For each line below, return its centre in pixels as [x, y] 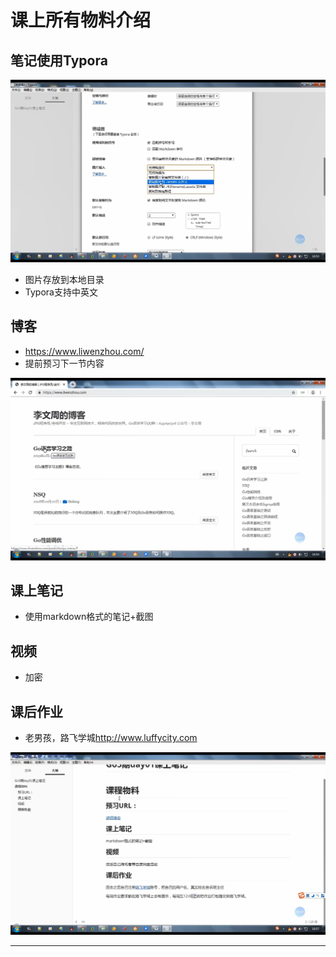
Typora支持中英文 [61, 292]
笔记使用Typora [59, 60]
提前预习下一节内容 [64, 363]
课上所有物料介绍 [81, 20]
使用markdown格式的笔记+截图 [89, 617]
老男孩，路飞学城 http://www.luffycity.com [111, 737]
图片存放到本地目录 [64, 279]
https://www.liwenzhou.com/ [84, 351]
